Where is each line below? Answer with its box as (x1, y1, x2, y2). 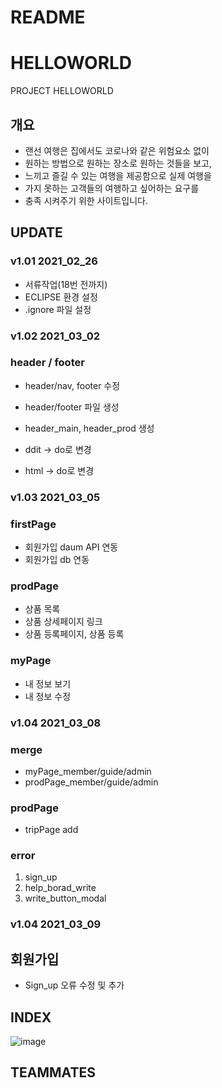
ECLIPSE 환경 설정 (24, 291, 98, 303)
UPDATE (10, 224, 63, 241)
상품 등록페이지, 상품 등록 (24, 628, 125, 640)
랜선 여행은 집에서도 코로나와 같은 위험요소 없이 (24, 144, 210, 156)
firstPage (10, 517, 57, 531)
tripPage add (24, 824, 79, 836)
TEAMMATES (10, 1064, 96, 1081)
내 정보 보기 (24, 677, 72, 690)
